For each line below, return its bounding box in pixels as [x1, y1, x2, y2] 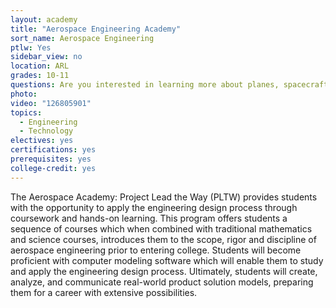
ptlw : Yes [10, 42, 52, 53]
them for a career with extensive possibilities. [10, 286, 198, 298]
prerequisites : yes [10, 154, 92, 164]
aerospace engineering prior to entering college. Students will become [10, 244, 302, 256]
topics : [10, 107, 43, 118]
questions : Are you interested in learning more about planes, [10, 80, 280, 90]
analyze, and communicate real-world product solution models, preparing [10, 276, 314, 288]
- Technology [19, 126, 74, 136]
